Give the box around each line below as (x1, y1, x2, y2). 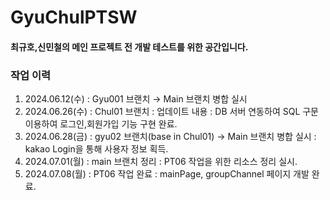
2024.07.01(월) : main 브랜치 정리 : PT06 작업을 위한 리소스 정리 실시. (24, 156, 298, 168)
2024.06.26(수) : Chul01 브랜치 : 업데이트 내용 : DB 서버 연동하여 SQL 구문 (24, 106, 320, 118)
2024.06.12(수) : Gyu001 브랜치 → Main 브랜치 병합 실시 (24, 93, 248, 105)
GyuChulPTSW (10, 6, 138, 29)
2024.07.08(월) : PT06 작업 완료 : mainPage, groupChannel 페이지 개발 (24, 168, 310, 180)
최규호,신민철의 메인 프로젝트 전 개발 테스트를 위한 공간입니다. (10, 41, 249, 53)
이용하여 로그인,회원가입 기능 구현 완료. (24, 118, 178, 130)
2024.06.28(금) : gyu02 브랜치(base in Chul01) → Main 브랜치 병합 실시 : (24, 131, 317, 143)
